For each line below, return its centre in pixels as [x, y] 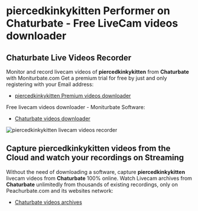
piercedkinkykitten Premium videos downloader [73, 96]
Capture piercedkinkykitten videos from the [88, 149]
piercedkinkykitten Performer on [88, 11]
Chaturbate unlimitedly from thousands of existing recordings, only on [92, 184]
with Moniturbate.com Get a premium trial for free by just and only [87, 78]
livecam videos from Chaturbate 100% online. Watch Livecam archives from [99, 178]
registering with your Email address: [50, 84]
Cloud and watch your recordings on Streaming [95, 158]
